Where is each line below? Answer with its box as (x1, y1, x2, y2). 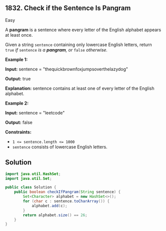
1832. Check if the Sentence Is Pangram (5, 4, 131, 12)
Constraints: (5, 129, 32, 135)
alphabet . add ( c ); (31, 203, 68, 208)
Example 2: (5, 100, 29, 106)
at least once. (5, 32, 33, 38)
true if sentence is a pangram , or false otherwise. (5, 47, 108, 53)
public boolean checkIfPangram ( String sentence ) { (14, 189, 121, 195)
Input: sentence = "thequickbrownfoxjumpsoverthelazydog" (5, 66, 128, 72)
